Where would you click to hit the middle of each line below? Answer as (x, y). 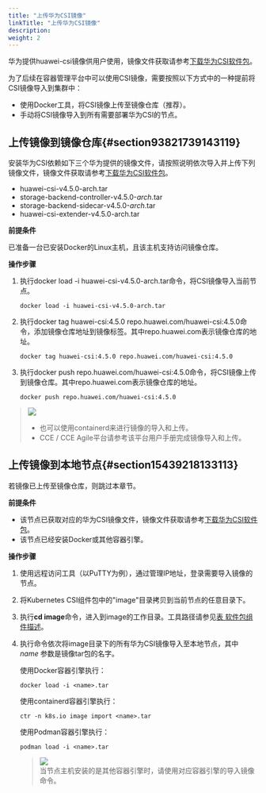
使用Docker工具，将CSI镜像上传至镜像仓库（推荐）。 (105, 105)
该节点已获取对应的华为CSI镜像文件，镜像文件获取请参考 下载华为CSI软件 (139, 519)
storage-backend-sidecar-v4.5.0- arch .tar (87, 206)
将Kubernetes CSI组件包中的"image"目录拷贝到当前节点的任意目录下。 (135, 599)
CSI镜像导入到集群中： (45, 88)
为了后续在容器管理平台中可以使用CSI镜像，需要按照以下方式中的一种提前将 (132, 78)
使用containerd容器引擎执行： (68, 701)
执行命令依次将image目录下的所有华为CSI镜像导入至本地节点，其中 (129, 643)
